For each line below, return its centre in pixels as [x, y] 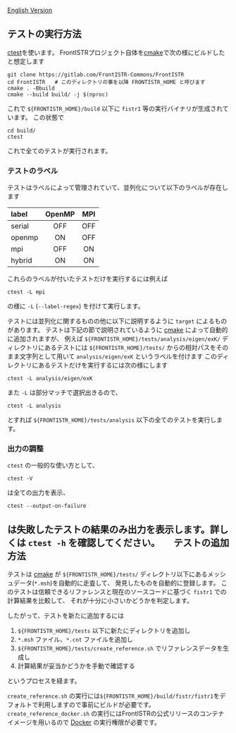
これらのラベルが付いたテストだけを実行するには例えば [87, 279]
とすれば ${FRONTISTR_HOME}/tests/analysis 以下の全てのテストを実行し [112, 420]
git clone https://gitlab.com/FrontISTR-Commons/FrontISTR [96, 74]
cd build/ [22, 131]
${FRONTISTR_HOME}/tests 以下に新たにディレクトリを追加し [104, 631]
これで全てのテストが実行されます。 [60, 150]
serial [20, 226]
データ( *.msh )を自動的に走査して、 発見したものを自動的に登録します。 [116, 583]
